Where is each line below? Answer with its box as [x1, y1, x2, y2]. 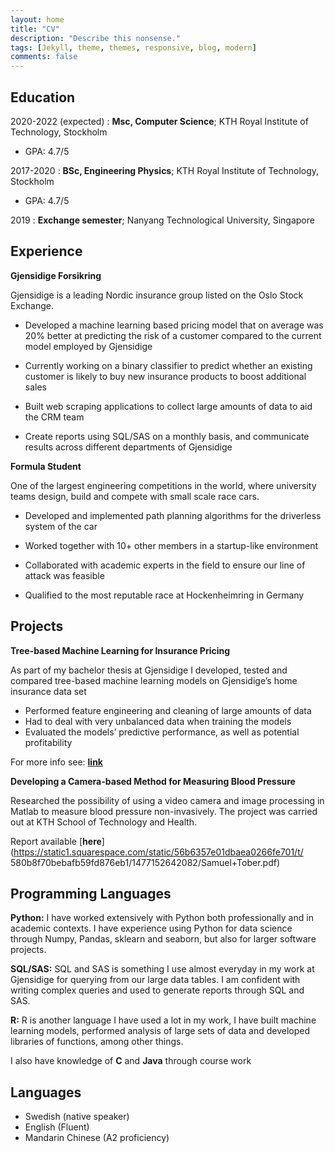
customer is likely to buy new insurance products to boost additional [24, 370, 307, 382]
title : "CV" [10, 24, 60, 34]
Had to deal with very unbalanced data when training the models [24, 715, 292, 727]
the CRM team [24, 411, 85, 423]
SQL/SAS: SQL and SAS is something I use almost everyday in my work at [10, 963, 315, 975]
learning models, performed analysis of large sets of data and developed [10, 1025, 311, 1037]
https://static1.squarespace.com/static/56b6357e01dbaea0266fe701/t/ [13, 846, 304, 858]
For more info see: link [10, 756, 103, 768]
